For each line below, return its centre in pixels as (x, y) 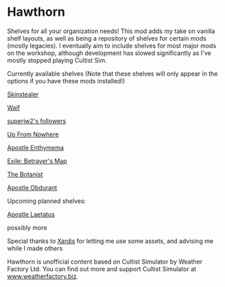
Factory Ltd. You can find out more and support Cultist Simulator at (102, 268)
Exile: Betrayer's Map (37, 161)
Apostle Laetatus (31, 214)
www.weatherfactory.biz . (43, 276)
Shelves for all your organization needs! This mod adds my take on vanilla (111, 31)
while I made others (35, 248)
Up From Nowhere (33, 134)
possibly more (27, 227)
